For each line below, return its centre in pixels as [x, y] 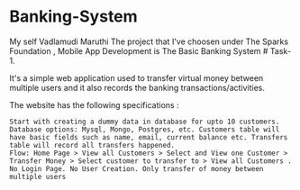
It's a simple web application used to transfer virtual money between [136, 77]
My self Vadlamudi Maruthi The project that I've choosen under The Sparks [149, 41]
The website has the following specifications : [94, 104]
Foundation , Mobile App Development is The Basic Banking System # [139, 50]
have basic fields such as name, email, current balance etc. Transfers [149, 137]
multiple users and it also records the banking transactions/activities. [137, 87]
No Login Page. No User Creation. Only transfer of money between [136, 168]
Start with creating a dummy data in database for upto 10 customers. [145, 122]
